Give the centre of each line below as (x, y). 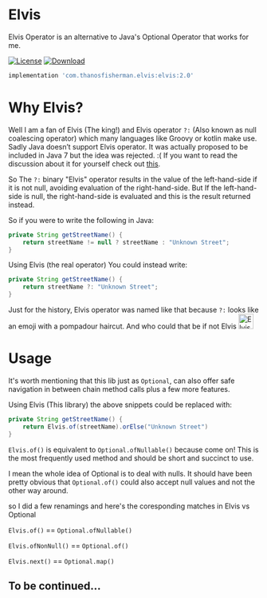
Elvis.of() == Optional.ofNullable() (71, 530)
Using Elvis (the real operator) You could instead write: (98, 265)
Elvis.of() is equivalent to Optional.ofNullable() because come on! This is (133, 449)
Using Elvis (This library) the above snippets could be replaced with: (120, 405)
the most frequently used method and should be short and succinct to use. (131, 458)
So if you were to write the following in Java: (81, 220)
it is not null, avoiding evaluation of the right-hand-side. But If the (115, 187)
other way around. (38, 490)
